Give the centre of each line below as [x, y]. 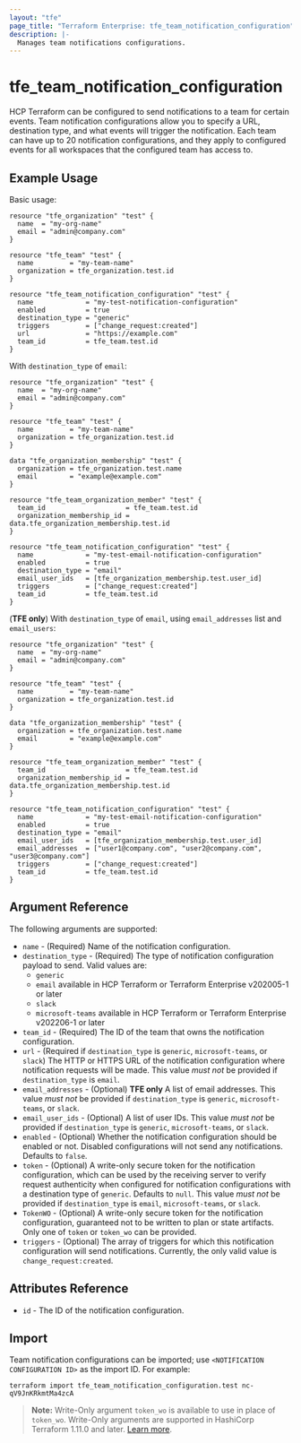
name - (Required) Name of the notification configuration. [126, 946]
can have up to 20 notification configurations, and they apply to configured [148, 141]
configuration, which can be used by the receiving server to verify [144, 1174]
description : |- [39, 34]
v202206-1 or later [70, 1022]
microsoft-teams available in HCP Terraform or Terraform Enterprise [161, 1013]
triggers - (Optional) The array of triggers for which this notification [148, 1241]
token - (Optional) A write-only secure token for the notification [138, 1165]
